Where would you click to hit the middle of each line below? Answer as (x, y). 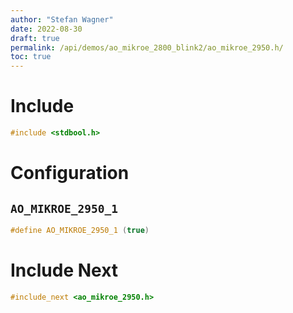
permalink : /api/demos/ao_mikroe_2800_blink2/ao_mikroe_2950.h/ (147, 47)
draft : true (35, 38)
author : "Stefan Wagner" (62, 19)
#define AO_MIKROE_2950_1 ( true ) (80, 230)
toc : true (31, 57)
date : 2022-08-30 (46, 29)
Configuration (70, 173)
